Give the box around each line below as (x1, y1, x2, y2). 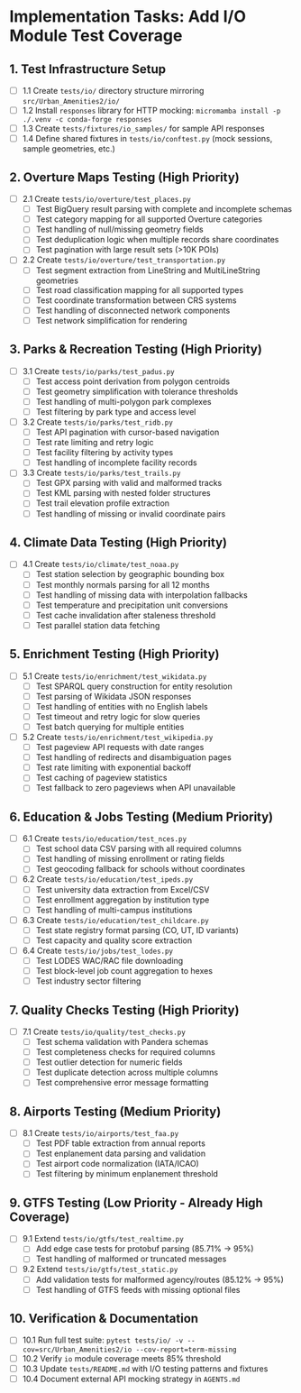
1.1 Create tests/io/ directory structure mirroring (22, 86, 205, 96)
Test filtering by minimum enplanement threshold (35, 1168, 219, 1179)
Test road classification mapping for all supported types (35, 284, 244, 295)
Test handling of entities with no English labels (35, 701, 209, 711)
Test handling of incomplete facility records (35, 457, 197, 468)
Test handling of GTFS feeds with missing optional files (35, 1284, 241, 1295)
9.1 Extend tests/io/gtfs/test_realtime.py (22, 1233, 185, 1244)
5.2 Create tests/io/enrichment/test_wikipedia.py (22, 732, 214, 742)
